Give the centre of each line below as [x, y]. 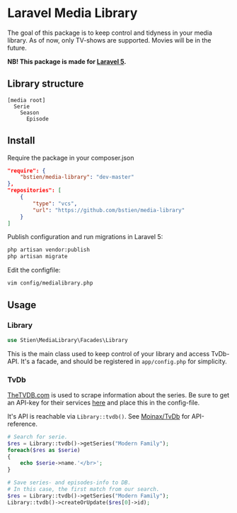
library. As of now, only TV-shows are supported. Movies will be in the [109, 40]
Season [30, 112]
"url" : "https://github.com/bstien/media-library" [109, 210]
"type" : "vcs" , [55, 204]
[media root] [27, 100]
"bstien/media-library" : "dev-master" [77, 177]
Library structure [46, 84]
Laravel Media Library [73, 13]
